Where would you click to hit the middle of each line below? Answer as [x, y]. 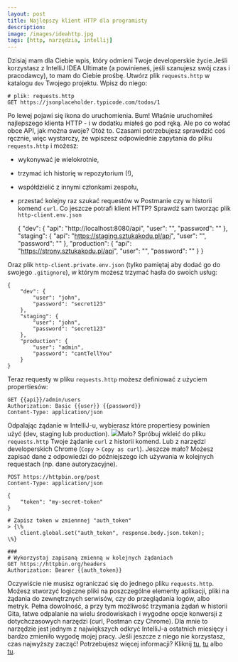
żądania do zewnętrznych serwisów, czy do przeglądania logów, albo [109, 599]
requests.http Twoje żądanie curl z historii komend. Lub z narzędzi [107, 442]
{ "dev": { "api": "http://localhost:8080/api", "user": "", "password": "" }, [123, 229]
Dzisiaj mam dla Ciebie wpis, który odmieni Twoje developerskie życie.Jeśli [118, 60]
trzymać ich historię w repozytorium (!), [75, 173]
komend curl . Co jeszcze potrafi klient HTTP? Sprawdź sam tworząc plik [124, 208]
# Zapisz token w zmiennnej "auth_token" [70, 521]
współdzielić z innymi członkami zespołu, [78, 187]
